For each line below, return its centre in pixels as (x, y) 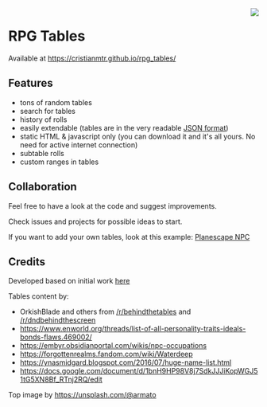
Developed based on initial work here (69, 281)
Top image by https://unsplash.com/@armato (82, 395)
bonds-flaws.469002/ (56, 337)
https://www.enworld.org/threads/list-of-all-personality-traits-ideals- (133, 329)
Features (31, 83)
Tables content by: (39, 296)
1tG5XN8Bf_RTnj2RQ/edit (61, 380)
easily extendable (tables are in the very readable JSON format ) (124, 127)
